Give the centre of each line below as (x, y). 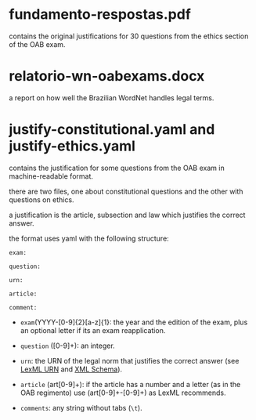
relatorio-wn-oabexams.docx (107, 76)
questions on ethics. (41, 199)
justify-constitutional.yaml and (112, 130)
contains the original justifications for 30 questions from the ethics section (129, 36)
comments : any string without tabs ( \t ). (81, 407)
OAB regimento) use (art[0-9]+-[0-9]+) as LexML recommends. (123, 393)
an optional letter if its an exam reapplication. (93, 330)
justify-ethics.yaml (72, 146)
